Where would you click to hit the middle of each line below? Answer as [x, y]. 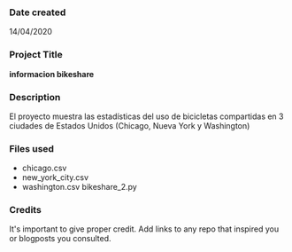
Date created [38, 12]
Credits [25, 210]
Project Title [36, 55]
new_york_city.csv [55, 177]
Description [35, 97]
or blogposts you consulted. [61, 239]
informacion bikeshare [52, 74]
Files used [32, 148]
